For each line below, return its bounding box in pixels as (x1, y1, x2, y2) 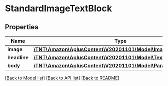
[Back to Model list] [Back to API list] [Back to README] (5, 75, 120, 81)
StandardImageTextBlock (5, 3, 112, 14)
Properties (5, 23, 39, 31)
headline (7, 54, 29, 61)
